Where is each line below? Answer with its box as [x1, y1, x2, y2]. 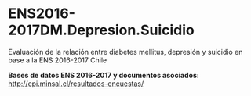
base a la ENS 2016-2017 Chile [8, 55, 107, 65]
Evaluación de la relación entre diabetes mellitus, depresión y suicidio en [8, 47, 243, 56]
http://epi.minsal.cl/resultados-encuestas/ [8, 79, 144, 88]
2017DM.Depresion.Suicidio [8, 21, 195, 39]
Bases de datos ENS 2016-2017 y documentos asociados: [8, 70, 200, 80]
